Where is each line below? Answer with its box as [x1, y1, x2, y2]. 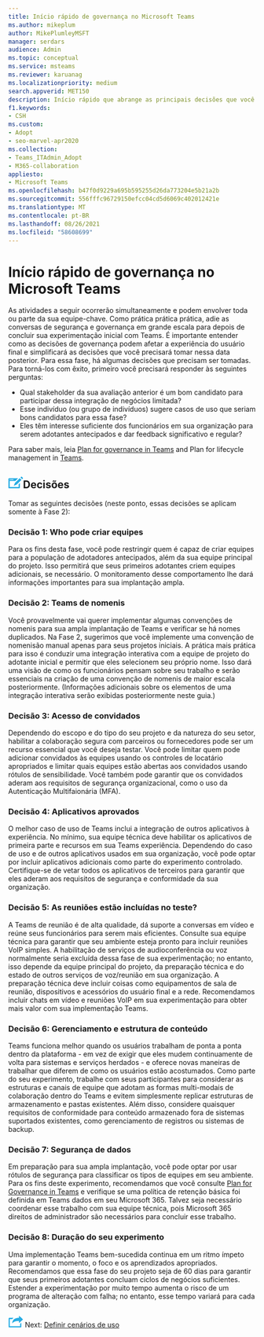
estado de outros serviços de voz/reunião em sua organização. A [8, 970, 220, 979]
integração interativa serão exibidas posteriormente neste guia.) [8, 690, 216, 700]
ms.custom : [8, 120, 44, 129]
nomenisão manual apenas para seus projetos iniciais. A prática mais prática [8, 641, 256, 650]
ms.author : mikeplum [8, 20, 76, 29]
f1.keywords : [8, 104, 51, 112]
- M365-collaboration [8, 162, 79, 170]
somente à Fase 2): [8, 507, 71, 516]
